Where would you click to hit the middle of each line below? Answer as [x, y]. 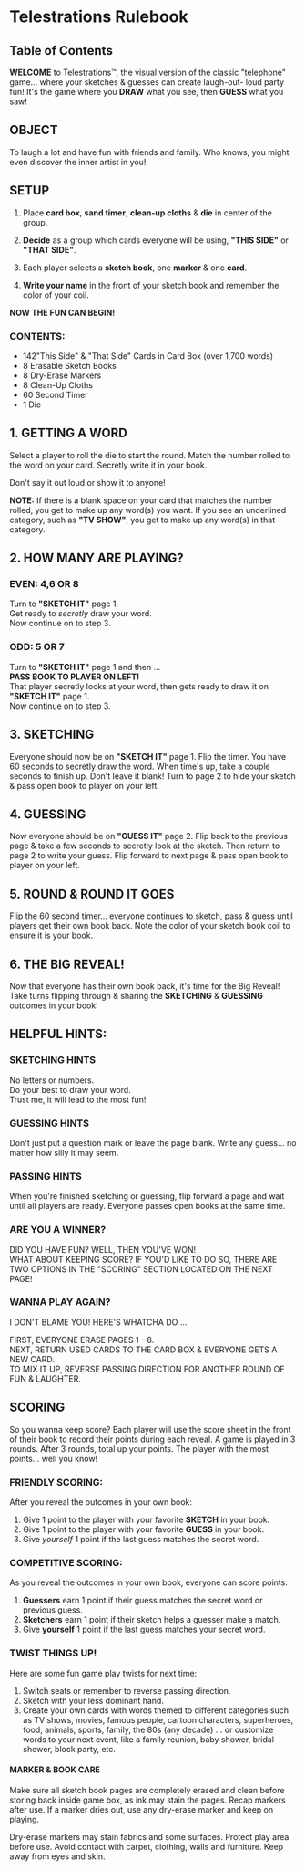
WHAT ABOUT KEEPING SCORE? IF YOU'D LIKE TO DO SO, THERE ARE [143, 1259]
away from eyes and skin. [57, 1856]
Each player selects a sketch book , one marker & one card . [135, 268]
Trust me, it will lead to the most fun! [78, 1099]
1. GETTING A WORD [68, 433]
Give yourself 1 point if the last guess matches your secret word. [144, 1629]
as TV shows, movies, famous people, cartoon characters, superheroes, [158, 1719]
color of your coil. [56, 295]
